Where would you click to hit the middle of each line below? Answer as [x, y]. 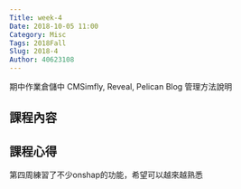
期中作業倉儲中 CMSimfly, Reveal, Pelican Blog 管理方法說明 [121, 86]
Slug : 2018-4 [34, 52]
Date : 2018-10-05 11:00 [54, 26]
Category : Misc [38, 34]
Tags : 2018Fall [38, 43]
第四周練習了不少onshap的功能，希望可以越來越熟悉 [106, 175]
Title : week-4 [36, 18]
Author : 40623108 [42, 60]
